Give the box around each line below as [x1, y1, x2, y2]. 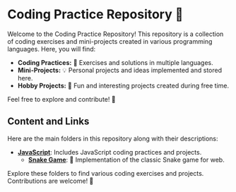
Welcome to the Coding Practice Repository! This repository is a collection [7, 30, 224, 38]
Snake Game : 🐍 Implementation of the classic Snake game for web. [28, 155, 225, 164]
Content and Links [7, 116, 90, 128]
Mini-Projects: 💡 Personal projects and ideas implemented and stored [17, 66, 223, 74]
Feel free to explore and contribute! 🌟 [7, 95, 116, 103]
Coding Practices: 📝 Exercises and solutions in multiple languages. [17, 58, 213, 66]
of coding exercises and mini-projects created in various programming [7, 37, 213, 45]
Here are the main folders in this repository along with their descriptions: [7, 134, 218, 143]
